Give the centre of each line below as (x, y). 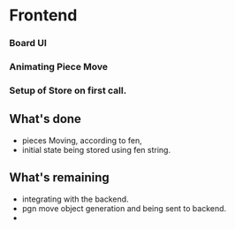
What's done (45, 119)
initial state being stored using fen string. (96, 149)
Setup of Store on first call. (68, 90)
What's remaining (60, 178)
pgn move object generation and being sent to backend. (124, 208)
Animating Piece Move (59, 67)
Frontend (43, 15)
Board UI (28, 43)
